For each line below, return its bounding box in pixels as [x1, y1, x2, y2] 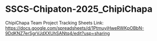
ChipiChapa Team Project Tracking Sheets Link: [5, 20, 104, 26]
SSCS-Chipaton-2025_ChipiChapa [5, 3, 153, 15]
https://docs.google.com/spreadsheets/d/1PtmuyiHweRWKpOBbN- [5, 25, 144, 31]
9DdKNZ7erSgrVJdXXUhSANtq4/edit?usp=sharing [5, 30, 110, 36]
